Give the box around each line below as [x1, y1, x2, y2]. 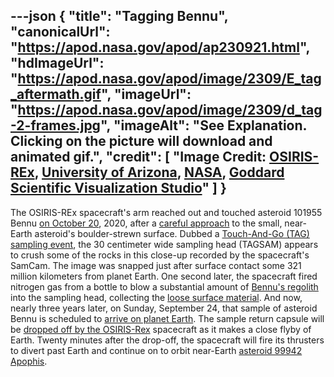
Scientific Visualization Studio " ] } [10, 180, 227, 197]
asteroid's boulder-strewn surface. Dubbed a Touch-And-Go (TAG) [34, 227, 310, 239]
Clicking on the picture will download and [10, 133, 273, 150]
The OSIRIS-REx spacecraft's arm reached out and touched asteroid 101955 [10, 206, 323, 218]
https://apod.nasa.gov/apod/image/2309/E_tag [17, 70, 322, 88]
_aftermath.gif [10, 86, 102, 103]
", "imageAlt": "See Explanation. [99, 117, 307, 134]
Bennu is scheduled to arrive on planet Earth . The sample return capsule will [10, 312, 325, 324]
